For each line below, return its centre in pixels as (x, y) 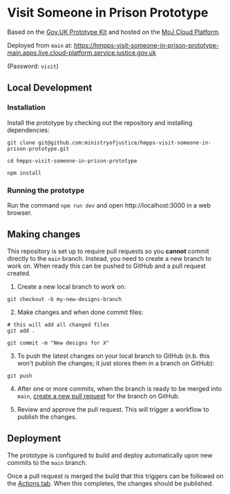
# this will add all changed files (58, 324)
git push (20, 376)
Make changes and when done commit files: (80, 312)
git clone (21, 143)
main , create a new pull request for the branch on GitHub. (98, 396)
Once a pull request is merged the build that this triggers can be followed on (115, 476)
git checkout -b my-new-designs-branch (65, 299)
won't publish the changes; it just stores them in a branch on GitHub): (116, 363)
